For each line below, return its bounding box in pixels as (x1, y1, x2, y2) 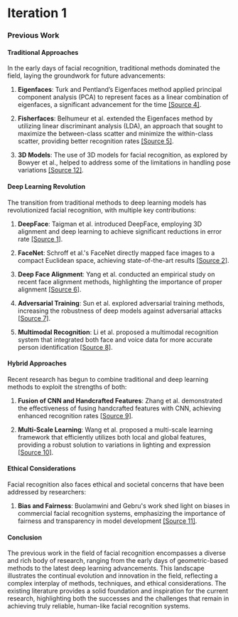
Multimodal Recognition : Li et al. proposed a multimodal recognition (17, 328, 219, 336)
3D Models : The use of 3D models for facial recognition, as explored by (17, 151, 228, 160)
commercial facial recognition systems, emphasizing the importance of (17, 509, 226, 517)
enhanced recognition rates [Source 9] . (17, 411, 134, 420)
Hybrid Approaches (7, 359, 67, 368)
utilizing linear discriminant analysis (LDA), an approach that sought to (17, 122, 223, 130)
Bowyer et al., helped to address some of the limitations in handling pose (17, 158, 231, 167)
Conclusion (7, 533, 43, 541)
